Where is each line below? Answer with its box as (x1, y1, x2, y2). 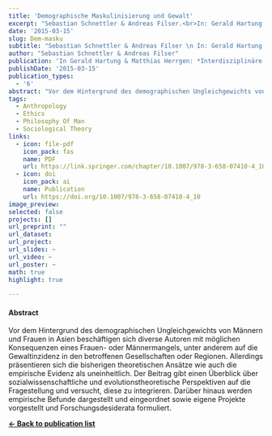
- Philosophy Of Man (15, 118, 85, 126)
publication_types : (8, 72, 74, 80)
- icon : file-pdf (15, 139, 74, 148)
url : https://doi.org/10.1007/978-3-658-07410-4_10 (23, 192, 201, 201)
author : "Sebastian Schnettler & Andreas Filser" (8, 49, 180, 58)
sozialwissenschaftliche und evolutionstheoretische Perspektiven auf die (8, 378, 251, 387)
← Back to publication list (8, 419, 96, 429)
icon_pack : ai (23, 177, 70, 186)
